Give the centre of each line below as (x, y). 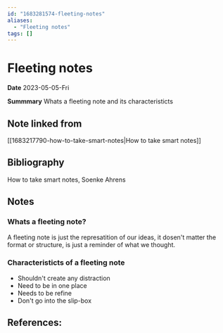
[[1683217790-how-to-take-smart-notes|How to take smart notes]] (104, 140)
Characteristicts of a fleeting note (66, 263)
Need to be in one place (52, 285)
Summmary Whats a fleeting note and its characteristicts (90, 101)
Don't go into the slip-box (55, 301)
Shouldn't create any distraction (64, 278)
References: (34, 323)
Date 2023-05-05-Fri (38, 88)
